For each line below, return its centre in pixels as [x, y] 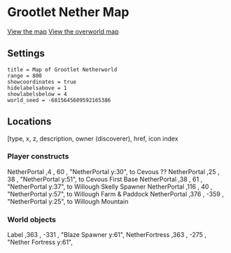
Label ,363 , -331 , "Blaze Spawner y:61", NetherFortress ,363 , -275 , [107, 235]
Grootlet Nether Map [68, 12]
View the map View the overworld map [63, 31]
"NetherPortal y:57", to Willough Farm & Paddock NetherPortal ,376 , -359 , [115, 194]
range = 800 [24, 75]
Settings [26, 53]
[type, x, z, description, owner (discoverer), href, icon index [93, 138]
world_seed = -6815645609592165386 [59, 100]
